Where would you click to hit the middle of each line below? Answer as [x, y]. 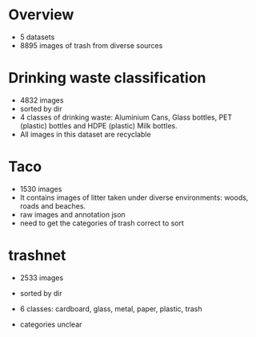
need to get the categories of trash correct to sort [102, 223]
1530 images [41, 189]
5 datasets [37, 37]
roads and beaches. [53, 205]
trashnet [37, 255]
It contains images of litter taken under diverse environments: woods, [134, 197]
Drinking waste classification [107, 78]
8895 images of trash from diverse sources [91, 45]
